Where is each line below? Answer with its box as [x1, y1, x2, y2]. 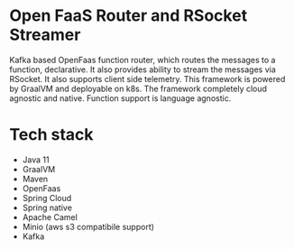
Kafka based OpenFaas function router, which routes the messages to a [9, 54, 276, 65]
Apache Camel [22, 211, 78, 222]
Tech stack [9, 124, 94, 145]
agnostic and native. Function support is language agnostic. [9, 92, 232, 104]
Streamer [9, 24, 81, 45]
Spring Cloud [22, 192, 72, 203]
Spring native [22, 202, 72, 213]
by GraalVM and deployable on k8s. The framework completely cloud [9, 83, 268, 94]
